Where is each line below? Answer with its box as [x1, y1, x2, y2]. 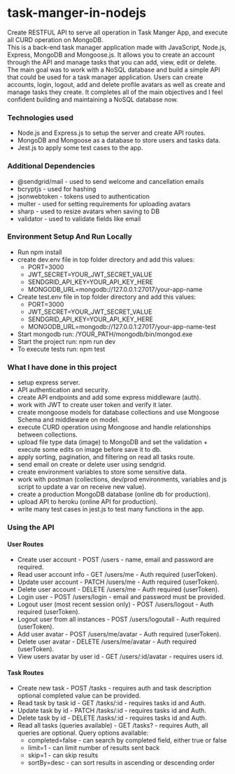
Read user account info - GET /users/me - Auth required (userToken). [17, 571, 218, 579]
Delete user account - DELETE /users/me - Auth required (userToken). [17, 585, 220, 594]
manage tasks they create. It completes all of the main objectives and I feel [7, 88, 223, 96]
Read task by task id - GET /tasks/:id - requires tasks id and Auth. [17, 699, 206, 707]
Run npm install [17, 248, 62, 256]
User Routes [7, 540, 44, 548]
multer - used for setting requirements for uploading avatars [17, 199, 191, 208]
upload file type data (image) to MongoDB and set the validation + [17, 438, 208, 446]
